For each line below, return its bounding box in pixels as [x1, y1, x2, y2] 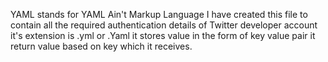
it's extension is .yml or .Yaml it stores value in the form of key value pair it [10, 30, 316, 41]
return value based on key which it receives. [10, 40, 193, 52]
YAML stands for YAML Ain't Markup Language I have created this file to [10, 9, 308, 20]
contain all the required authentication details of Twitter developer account [10, 19, 318, 31]
